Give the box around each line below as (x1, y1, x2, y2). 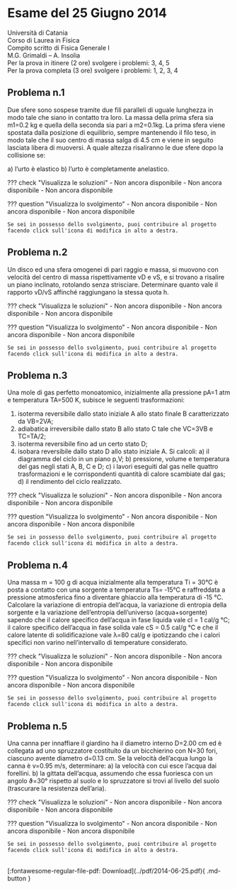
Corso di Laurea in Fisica (7, 35, 80, 44)
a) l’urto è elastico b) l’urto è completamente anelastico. (7, 165, 170, 173)
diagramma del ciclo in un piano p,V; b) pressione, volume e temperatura (17, 455, 230, 463)
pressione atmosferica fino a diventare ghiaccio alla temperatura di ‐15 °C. (7, 593, 224, 602)
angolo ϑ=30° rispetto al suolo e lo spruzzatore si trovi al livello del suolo (7, 777, 220, 785)
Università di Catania (7, 28, 69, 37)
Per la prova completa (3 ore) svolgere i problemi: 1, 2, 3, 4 (7, 66, 178, 74)
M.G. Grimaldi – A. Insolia (7, 51, 81, 60)
